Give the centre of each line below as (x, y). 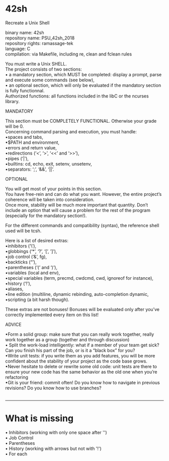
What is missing (39, 418)
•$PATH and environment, (32, 142)
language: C (18, 48)
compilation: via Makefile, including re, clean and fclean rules (69, 54)
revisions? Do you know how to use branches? (53, 388)
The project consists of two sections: (44, 69)
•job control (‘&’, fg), (26, 257)
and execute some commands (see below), (50, 80)
